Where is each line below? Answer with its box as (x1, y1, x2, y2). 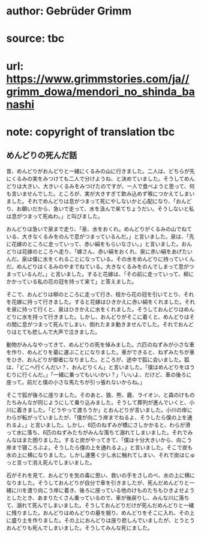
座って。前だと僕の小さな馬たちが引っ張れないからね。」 (6, 378, 145, 386)
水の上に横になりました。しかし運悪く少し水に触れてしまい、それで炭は (6, 451, 185, 458)
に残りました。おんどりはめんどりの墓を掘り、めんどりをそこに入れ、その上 (6, 509, 195, 516)
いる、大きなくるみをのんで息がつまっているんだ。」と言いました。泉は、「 (6, 232, 190, 240)
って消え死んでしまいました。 (22, 458, 95, 466)
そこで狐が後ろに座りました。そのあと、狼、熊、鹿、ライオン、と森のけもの (6, 391, 195, 398)
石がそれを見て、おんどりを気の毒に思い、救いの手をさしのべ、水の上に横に (6, 472, 195, 479)
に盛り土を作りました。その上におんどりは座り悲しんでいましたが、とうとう (6, 517, 195, 524)
